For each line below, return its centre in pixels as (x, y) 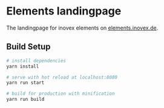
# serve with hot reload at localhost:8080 (62, 77)
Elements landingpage (64, 11)
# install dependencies (36, 61)
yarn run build (25, 100)
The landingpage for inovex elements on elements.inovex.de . (82, 28)
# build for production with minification (61, 94)
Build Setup (28, 47)
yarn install (23, 66)
